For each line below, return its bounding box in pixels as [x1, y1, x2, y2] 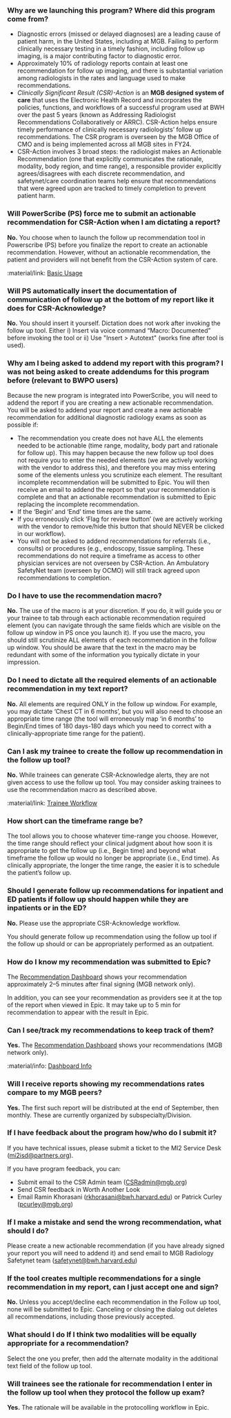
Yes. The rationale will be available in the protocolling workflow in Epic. [7, 1403, 209, 1412]
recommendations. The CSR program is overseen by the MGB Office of [17, 133, 219, 141]
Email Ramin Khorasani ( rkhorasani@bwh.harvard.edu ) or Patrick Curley [17, 1193, 222, 1201]
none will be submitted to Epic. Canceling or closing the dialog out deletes [7, 1305, 218, 1314]
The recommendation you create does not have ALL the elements [17, 434, 203, 443]
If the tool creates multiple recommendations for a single [7, 1273, 201, 1283]
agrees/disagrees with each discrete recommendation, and [17, 169, 185, 178]
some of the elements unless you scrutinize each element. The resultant [17, 471, 223, 479]
